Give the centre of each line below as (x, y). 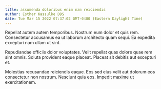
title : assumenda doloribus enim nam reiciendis (55, 9)
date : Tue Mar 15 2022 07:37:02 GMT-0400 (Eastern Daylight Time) (74, 18)
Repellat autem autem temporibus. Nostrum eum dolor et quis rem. (72, 33)
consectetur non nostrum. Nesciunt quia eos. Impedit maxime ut (70, 77)
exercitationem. (21, 82)
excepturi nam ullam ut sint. (33, 43)
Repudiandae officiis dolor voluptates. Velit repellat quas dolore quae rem (79, 52)
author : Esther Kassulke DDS (35, 14)
